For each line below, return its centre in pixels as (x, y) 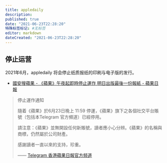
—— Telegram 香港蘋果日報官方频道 (55, 155)
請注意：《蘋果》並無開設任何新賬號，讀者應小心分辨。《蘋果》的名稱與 (90, 127)
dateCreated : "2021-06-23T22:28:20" (43, 38)
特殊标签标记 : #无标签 (25, 29)
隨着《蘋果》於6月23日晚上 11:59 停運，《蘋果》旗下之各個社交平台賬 (88, 110)
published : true (22, 19)
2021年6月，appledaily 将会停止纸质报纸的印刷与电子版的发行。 (71, 72)
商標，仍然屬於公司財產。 (44, 134)
